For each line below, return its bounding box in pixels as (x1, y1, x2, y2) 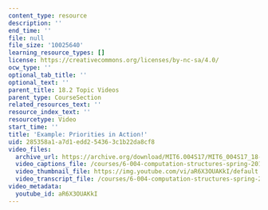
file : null (8, 34, 45, 42)
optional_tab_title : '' (8, 71, 88, 79)
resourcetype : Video (8, 116, 77, 124)
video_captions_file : (15, 160, 88, 168)
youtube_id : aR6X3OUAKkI (15, 189, 98, 198)
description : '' (8, 19, 62, 27)
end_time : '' (8, 26, 52, 34)
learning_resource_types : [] (8, 49, 105, 57)
